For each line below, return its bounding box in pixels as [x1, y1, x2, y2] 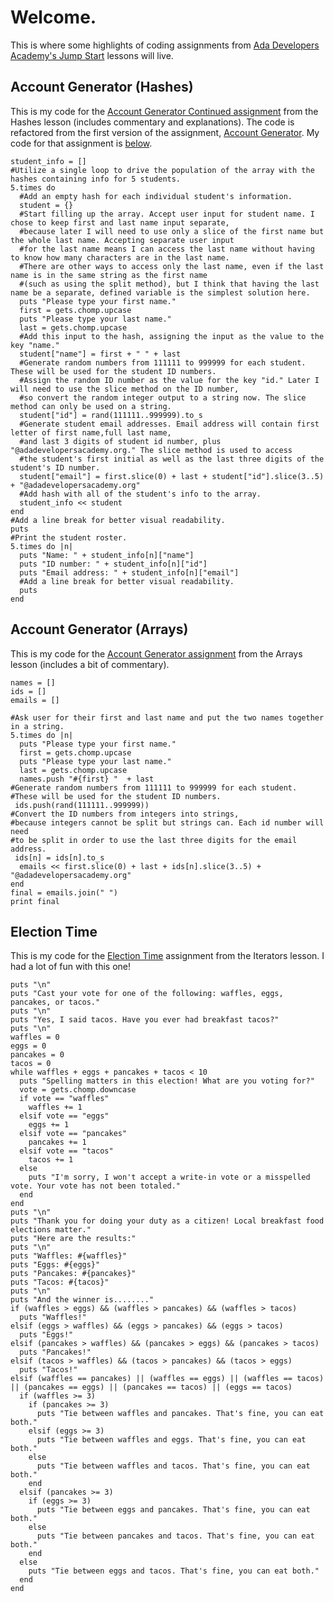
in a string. [10, 721, 65, 731]
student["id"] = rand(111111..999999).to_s [19, 410, 203, 420]
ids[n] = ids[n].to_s [14, 852, 105, 863]
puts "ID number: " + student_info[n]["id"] [19, 559, 208, 569]
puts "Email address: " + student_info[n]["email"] [19, 567, 240, 578]
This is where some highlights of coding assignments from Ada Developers [10, 39, 320, 51]
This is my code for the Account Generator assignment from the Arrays [10, 647, 303, 660]
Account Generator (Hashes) [10, 79, 194, 96]
